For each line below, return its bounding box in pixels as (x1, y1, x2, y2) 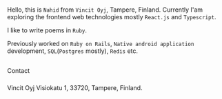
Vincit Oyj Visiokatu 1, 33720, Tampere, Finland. (7, 84, 143, 92)
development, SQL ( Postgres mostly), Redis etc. (7, 47, 139, 55)
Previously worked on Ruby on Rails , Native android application (7, 39, 194, 47)
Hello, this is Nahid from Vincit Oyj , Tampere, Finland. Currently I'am (7, 5, 203, 14)
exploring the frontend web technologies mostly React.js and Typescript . (7, 12, 216, 21)
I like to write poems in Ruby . (7, 26, 88, 34)
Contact (7, 67, 30, 75)
